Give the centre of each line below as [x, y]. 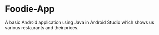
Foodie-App [30, 9]
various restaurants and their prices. [42, 27]
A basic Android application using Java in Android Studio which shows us [79, 22]
